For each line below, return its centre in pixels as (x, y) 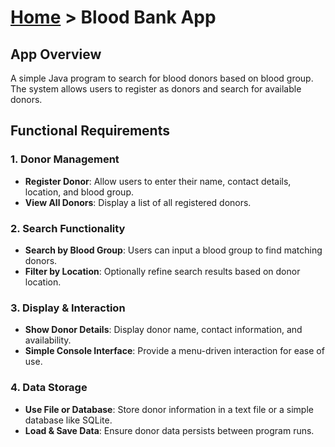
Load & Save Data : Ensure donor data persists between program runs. (169, 430)
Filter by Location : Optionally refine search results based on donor (162, 271)
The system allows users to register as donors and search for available (156, 89)
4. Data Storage (49, 388)
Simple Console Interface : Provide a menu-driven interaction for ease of (174, 351)
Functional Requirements (90, 131)
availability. (48, 340)
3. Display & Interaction (68, 308)
